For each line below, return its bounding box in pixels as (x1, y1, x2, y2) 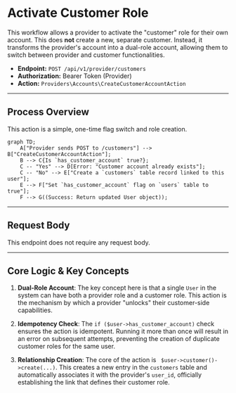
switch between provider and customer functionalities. (7, 51, 165, 59)
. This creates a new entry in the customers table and (55, 363, 207, 372)
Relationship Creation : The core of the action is (17, 356, 157, 364)
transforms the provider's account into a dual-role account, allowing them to (7, 43, 228, 51)
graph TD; (7, 138, 37, 146)
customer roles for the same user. (17, 342, 116, 351)
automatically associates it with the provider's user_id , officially (17, 371, 202, 379)
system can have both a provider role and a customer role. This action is (17, 291, 227, 299)
